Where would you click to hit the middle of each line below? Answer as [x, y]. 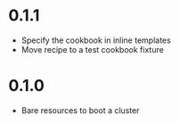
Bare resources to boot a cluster [80, 110]
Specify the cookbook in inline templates [96, 40]
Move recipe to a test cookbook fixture [92, 49]
